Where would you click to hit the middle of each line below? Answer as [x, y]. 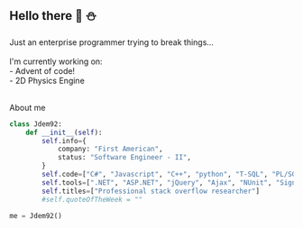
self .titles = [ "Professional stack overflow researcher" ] [151, 191]
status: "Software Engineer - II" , [124, 158]
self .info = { [64, 141]
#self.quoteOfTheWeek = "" [92, 199]
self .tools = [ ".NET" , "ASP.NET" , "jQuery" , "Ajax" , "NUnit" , [157, 182]
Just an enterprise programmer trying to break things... [112, 42]
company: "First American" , [110, 149]
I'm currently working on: [56, 61]
